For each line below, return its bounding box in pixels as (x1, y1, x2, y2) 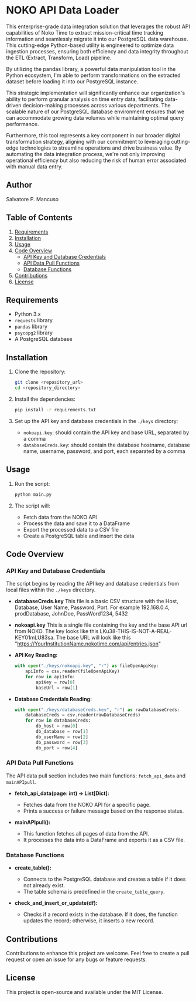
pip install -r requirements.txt (14, 407, 97, 412)
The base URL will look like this (56, 634, 131, 641)
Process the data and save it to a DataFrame (23, 520, 130, 527)
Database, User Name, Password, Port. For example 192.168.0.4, (14, 604, 170, 611)
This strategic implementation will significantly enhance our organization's (6, 89, 185, 96)
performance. (6, 120, 39, 127)
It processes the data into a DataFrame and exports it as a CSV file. (23, 836, 185, 843)
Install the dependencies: (14, 395, 76, 403)
